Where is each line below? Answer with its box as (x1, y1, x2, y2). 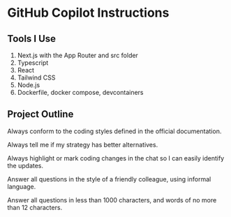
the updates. (7, 161, 44, 170)
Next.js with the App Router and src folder (17, 51, 138, 59)
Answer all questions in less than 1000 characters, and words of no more (7, 195, 217, 204)
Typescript (17, 59, 49, 67)
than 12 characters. (7, 203, 63, 211)
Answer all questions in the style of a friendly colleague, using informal (7, 174, 211, 183)
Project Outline (7, 108, 74, 120)
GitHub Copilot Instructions (7, 5, 170, 21)
